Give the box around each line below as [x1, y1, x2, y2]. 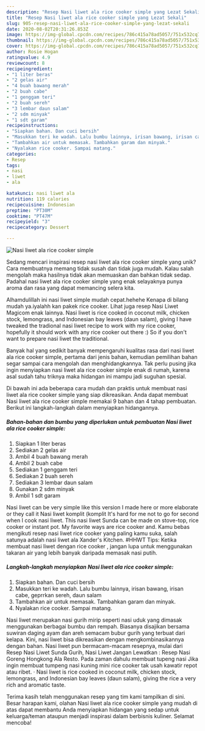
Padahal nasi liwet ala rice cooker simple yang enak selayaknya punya [6, 278, 183, 285]
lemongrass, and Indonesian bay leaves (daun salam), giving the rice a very [6, 674, 196, 682]
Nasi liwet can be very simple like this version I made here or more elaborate [6, 503, 198, 511]
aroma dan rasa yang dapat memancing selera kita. [6, 285, 135, 291]
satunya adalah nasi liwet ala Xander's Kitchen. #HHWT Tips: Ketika [6, 536, 177, 544]
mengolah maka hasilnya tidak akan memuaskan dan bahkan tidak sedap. [6, 271, 192, 278]
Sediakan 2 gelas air [15, 446, 67, 454]
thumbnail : [6, 37, 34, 43]
